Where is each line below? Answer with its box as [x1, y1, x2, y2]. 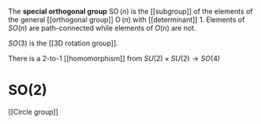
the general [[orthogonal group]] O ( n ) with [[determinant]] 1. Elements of [8, 15, 245, 24]
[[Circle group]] [8, 107, 59, 116]
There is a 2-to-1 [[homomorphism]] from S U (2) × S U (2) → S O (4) [8, 54, 221, 63]
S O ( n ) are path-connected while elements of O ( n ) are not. [8, 24, 196, 32]
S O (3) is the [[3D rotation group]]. [8, 38, 118, 48]
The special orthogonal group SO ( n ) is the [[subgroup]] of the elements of [8, 7, 254, 16]
